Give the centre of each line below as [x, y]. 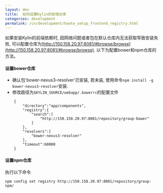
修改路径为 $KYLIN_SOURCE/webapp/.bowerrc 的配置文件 [65, 92]
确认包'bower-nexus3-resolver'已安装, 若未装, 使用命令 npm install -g [83, 80]
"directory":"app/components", [54, 106]
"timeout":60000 [39, 145]
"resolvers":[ [37, 132]
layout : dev [17, 10]
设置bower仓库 [20, 68]
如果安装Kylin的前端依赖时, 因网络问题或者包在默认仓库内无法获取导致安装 [80, 38]
